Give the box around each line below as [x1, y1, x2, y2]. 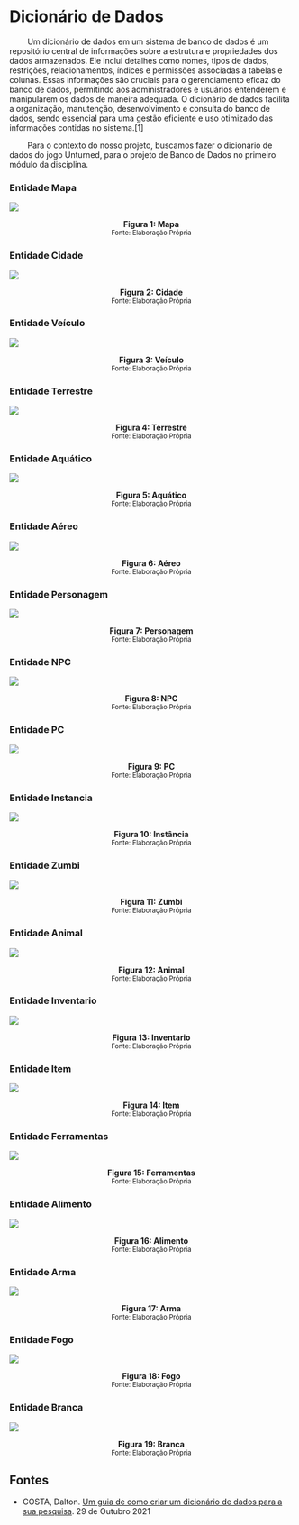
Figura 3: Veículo [118, 354, 185, 365]
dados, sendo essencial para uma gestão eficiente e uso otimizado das [9, 113, 273, 123]
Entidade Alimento [9, 1198, 93, 1210]
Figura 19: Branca [118, 1438, 185, 1449]
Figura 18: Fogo [122, 1371, 181, 1382]
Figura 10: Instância [113, 828, 189, 839]
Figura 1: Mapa [122, 219, 180, 230]
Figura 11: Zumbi [120, 897, 183, 908]
